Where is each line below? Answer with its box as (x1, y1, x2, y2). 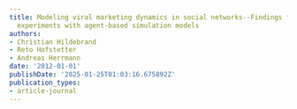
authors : (9, 29, 42, 38)
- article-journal (9, 86, 77, 95)
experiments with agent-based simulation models (17, 21, 200, 30)
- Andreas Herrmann (9, 54, 81, 62)
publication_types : (9, 78, 81, 87)
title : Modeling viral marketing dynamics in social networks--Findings (9, 12, 283, 22)
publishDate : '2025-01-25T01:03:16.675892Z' (9, 70, 176, 79)
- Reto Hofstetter (9, 46, 77, 54)
